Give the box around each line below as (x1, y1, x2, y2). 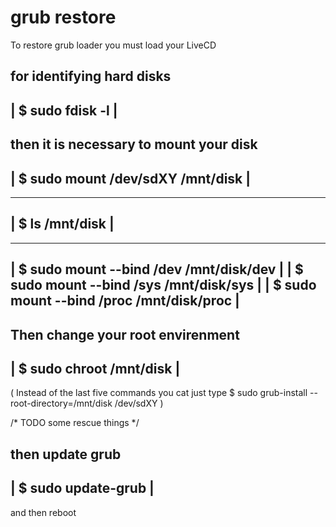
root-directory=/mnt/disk (10, 397, 113, 410)
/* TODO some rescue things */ (10, 417, 140, 429)
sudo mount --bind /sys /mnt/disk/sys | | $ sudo (10, 277, 317, 294)
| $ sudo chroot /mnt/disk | (10, 360, 181, 377)
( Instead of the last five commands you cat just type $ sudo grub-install (10, 387, 308, 399)
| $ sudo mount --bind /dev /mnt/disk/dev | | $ (10, 261, 304, 278)
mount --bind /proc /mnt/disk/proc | (10, 292, 240, 310)
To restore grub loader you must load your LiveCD (10, 39, 217, 51)
